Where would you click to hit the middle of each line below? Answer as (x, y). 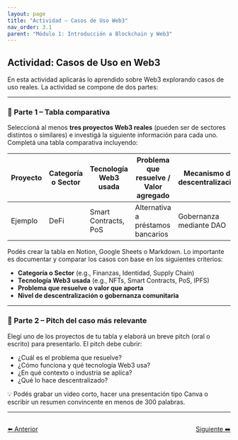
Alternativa (153, 208)
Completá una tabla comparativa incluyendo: (73, 143)
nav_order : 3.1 (30, 27)
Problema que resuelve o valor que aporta (80, 288)
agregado (153, 196)
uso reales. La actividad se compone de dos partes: (83, 87)
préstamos (153, 226)
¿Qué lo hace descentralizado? (63, 380)
